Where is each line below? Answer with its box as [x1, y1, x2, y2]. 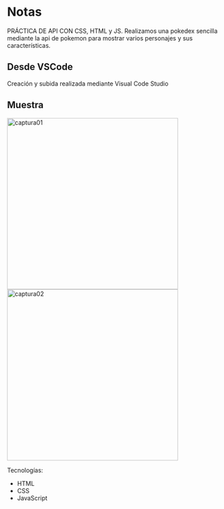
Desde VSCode [7, 61, 73, 73]
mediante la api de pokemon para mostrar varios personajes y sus [7, 34, 193, 42]
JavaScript [16, 494, 48, 502]
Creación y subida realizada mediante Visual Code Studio [7, 79, 169, 88]
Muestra [7, 99, 44, 111]
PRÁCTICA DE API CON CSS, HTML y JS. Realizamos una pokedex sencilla [7, 27, 218, 35]
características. [7, 41, 51, 49]
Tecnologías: [7, 466, 43, 474]
